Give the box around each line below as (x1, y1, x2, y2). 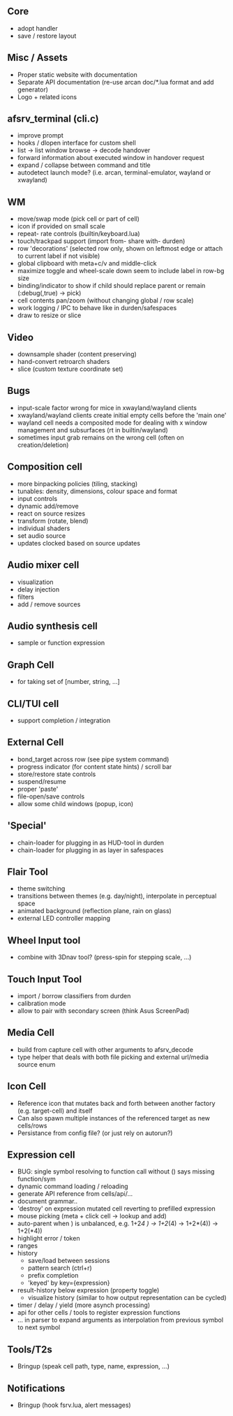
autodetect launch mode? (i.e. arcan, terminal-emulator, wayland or (17, 168, 211, 177)
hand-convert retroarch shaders (17, 358, 110, 366)
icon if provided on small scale (17, 222, 106, 231)
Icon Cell (7, 1081, 47, 1093)
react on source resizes (17, 509, 86, 518)
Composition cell (7, 461, 82, 473)
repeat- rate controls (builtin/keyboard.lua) (17, 230, 141, 238)
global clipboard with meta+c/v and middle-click (17, 259, 157, 268)
